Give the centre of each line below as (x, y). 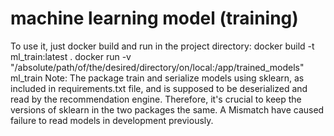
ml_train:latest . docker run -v (71, 56)
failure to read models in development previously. (112, 120)
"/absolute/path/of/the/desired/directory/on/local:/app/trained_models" (157, 67)
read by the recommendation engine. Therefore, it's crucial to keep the (156, 99)
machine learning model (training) (154, 18)
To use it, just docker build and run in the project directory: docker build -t (162, 46)
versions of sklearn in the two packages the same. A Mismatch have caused (167, 109)
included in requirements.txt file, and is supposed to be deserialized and (159, 88)
